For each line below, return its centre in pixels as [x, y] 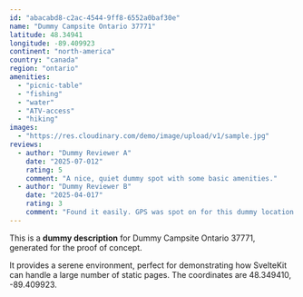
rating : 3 [44, 204]
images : [24, 128]
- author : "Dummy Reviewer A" [74, 153]
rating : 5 [44, 170]
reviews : [26, 144]
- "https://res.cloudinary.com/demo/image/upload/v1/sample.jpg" [144, 136]
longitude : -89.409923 [52, 43]
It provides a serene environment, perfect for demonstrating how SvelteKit [148, 265]
